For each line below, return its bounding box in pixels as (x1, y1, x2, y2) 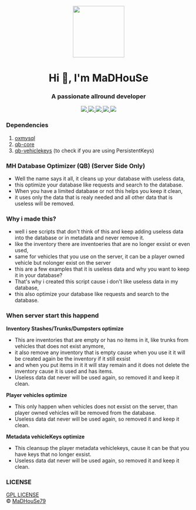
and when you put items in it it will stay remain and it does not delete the (14, 361, 190, 368)
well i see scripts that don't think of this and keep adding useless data (14, 228, 184, 235)
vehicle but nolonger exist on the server (14, 259, 111, 266)
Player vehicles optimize (6, 391, 67, 398)
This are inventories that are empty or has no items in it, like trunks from (14, 336, 189, 344)
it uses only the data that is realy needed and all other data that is (14, 194, 173, 201)
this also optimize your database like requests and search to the (14, 291, 169, 298)
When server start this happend (6, 312, 99, 320)
